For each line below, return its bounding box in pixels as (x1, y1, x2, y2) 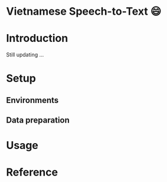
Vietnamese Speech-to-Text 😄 (6, 5, 162, 18)
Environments (6, 95, 59, 105)
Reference (6, 166, 58, 179)
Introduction (6, 32, 68, 45)
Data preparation (6, 115, 70, 125)
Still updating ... (6, 51, 44, 58)
